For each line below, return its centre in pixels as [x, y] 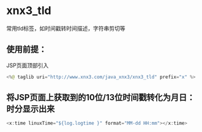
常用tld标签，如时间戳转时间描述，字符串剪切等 [66, 28]
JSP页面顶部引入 [28, 65]
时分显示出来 [31, 109]
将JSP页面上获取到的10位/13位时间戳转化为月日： [101, 97]
